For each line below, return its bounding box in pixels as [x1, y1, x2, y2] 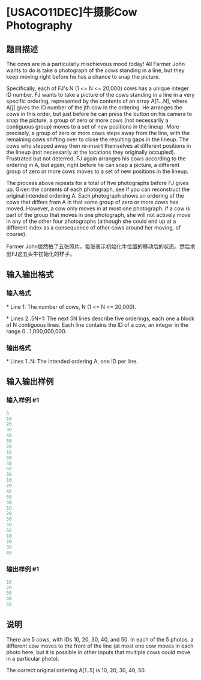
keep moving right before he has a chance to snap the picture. [6, 73, 160, 80]
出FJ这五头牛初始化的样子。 [6, 250, 76, 257]
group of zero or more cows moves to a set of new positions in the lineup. [6, 168, 189, 175]
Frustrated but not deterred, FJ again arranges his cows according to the [6, 155, 186, 162]
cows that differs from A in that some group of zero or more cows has [6, 199, 179, 205]
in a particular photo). [6, 655, 60, 662]
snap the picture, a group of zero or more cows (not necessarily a [6, 117, 169, 124]
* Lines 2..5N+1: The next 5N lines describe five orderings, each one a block [6, 315, 195, 322]
